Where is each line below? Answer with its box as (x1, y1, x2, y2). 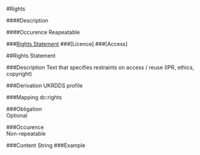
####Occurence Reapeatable (6, 28, 80, 36)
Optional (6, 112, 28, 119)
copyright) (6, 70, 32, 77)
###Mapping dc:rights (6, 94, 62, 101)
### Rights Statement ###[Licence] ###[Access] (6, 41, 128, 47)
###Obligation (6, 105, 42, 113)
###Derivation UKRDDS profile (6, 82, 83, 89)
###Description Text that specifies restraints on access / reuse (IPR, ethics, (6, 64, 195, 71)
